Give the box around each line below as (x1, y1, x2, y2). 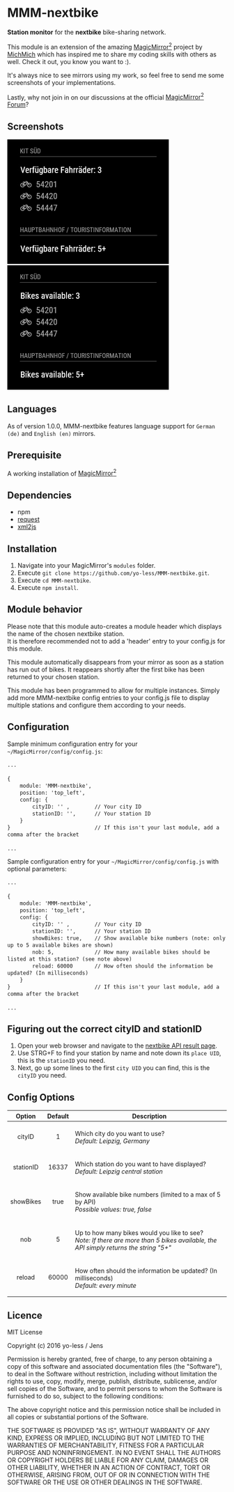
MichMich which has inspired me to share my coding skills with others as (7, 50, 217, 59)
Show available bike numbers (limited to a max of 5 (75, 1190, 221, 1199)
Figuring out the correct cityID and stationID (7, 1023, 202, 1035)
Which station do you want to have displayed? (75, 1160, 207, 1168)
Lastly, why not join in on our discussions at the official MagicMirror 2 (7, 92, 204, 102)
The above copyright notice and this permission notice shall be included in (7, 1406, 221, 1414)
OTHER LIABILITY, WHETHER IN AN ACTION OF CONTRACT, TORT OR (7, 1463, 210, 1472)
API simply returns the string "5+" (75, 1243, 172, 1252)
